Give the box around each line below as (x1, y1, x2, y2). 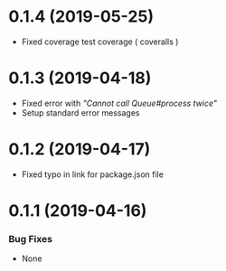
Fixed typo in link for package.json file (21, 169, 165, 180)
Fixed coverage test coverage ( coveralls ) (21, 36, 179, 47)
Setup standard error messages (21, 107, 140, 118)
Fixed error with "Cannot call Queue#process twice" (21, 98, 218, 108)
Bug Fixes (8, 232, 53, 245)
